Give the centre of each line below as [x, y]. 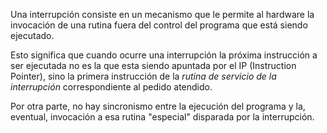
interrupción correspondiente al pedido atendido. [111, 87]
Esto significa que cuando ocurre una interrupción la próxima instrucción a [164, 55]
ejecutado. [32, 35]
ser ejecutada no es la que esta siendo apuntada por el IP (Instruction [153, 65]
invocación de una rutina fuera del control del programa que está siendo [159, 25]
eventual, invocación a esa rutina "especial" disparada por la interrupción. [162, 117]
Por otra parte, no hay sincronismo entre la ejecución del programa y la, [158, 106]
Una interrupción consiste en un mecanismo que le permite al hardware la [162, 14]
